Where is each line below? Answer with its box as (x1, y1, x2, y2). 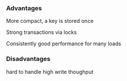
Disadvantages (6, 55, 51, 63)
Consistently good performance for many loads (6, 40, 122, 48)
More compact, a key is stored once (6, 18, 94, 25)
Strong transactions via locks (6, 29, 77, 36)
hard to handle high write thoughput (6, 68, 94, 75)
